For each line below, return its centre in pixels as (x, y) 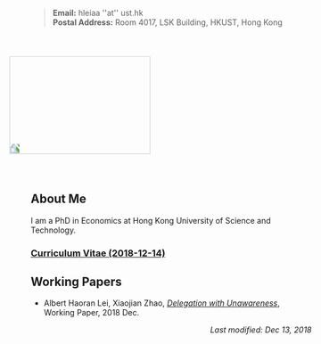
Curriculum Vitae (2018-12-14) (98, 253)
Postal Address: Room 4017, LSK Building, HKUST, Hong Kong (167, 22)
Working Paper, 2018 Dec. (91, 313)
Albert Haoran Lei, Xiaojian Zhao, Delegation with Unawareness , (161, 303)
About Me (58, 199)
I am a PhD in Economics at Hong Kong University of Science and (151, 220)
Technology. (53, 230)
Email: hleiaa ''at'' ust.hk (98, 13)
